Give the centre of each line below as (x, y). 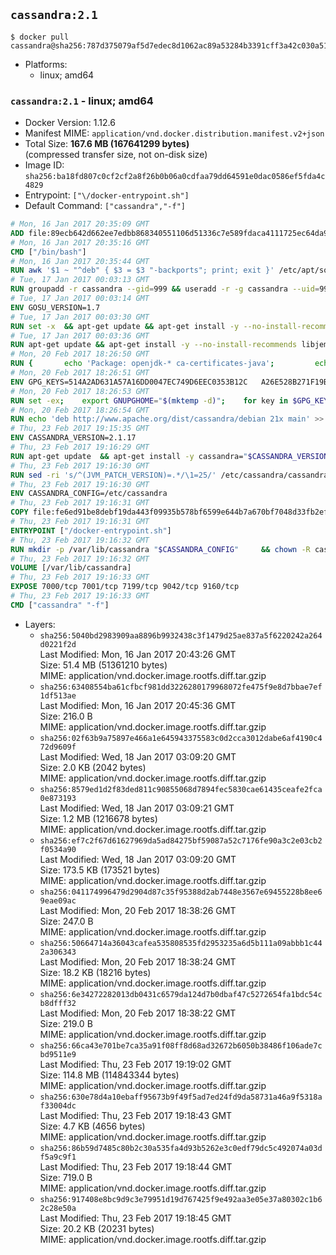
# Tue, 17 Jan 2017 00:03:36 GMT (80, 335)
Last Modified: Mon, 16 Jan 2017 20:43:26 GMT (138, 654)
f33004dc (58, 1105)
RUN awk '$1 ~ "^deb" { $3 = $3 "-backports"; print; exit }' (142, 270)
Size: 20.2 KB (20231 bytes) (97, 1228)
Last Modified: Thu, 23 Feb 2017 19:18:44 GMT (136, 1166)
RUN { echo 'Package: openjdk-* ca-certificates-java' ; (142, 364)
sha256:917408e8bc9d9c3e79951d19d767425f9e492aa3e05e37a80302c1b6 (181, 1199)
